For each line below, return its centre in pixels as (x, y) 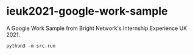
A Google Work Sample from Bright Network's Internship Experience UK (97, 28)
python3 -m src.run (31, 46)
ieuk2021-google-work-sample (87, 11)
